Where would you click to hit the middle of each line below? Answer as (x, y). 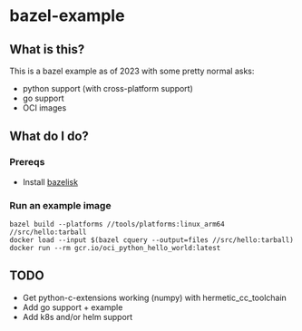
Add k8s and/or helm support (78, 316)
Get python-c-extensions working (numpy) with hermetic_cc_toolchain (155, 297)
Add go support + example (73, 307)
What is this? (47, 49)
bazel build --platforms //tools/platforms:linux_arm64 (117, 224)
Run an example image (60, 205)
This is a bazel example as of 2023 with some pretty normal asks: (132, 71)
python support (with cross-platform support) (107, 88)
